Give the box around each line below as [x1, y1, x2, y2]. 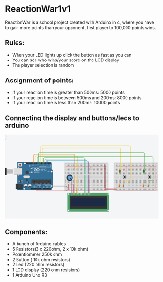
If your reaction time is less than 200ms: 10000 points [12, 100, 120, 105]
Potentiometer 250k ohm [12, 251, 62, 257]
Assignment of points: [5, 77, 74, 85]
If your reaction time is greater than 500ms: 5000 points [12, 89, 125, 95]
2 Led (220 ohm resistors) [12, 262, 65, 267]
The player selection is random [12, 62, 74, 68]
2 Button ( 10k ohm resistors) [12, 256, 71, 262]
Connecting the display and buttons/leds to [5, 114, 140, 122]
